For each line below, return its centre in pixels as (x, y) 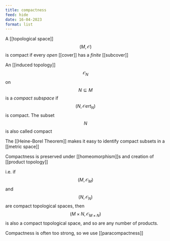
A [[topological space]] (29, 39)
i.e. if (11, 172)
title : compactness (26, 10)
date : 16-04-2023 (24, 19)
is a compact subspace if (32, 98)
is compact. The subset (30, 115)
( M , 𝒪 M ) (86, 180)
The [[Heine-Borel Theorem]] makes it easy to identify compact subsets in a (85, 141)
